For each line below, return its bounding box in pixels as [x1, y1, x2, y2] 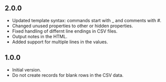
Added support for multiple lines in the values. [12, 39, 108, 45]
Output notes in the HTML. [12, 33, 68, 39]
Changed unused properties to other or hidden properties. [12, 23, 133, 29]
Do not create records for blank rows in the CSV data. [12, 72, 124, 78]
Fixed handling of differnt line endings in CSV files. [12, 28, 118, 34]
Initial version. [12, 66, 41, 72]
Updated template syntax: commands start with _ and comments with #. [12, 17, 162, 23]
